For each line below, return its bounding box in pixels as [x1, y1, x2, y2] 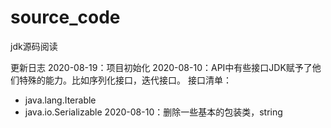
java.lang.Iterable [24, 94, 97, 106]
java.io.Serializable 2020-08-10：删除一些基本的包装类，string [24, 106, 283, 118]
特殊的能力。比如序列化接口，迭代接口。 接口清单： [18, 74, 232, 86]
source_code [10, 6, 121, 29]
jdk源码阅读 [10, 40, 58, 52]
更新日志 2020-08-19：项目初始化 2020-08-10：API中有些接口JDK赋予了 [10, 61, 313, 73]
